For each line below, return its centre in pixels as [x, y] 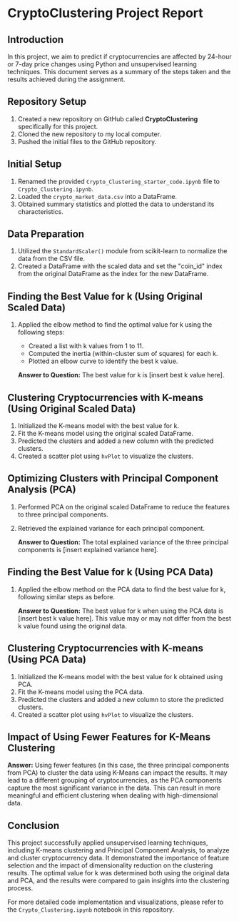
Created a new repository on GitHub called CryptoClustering [108, 118]
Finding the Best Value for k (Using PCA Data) [111, 572]
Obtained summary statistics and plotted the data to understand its [116, 204]
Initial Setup [35, 164]
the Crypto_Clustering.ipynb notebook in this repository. [91, 910]
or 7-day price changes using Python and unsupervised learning [102, 64]
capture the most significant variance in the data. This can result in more [114, 788]
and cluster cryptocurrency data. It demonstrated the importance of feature [118, 858]
